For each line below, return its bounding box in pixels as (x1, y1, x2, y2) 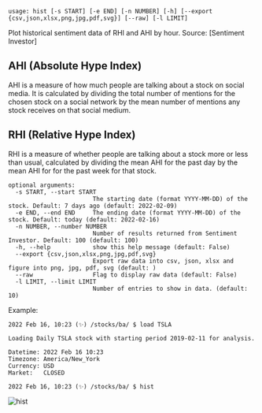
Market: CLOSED (8, 369, 65, 377)
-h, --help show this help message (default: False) (15, 243, 231, 251)
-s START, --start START (15, 188, 97, 196)
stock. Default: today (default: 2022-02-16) (8, 215, 160, 224)
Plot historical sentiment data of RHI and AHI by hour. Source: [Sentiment (8, 28, 245, 37)
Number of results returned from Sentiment (92, 229, 238, 237)
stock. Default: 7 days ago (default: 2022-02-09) (8, 202, 178, 210)
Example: (8, 305, 39, 314)
